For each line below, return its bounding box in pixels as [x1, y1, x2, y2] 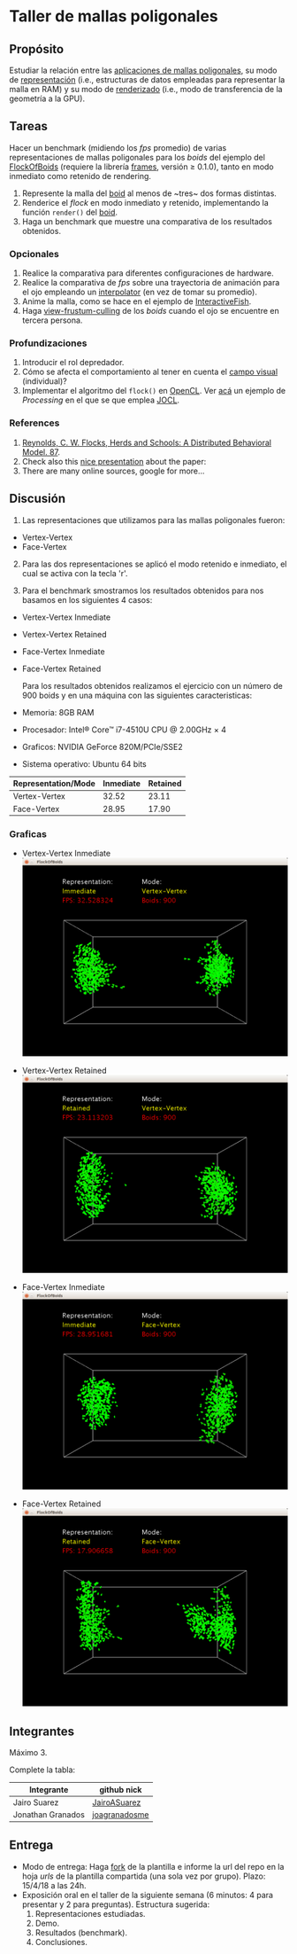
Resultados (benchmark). [34, 1927, 128, 1938]
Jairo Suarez [12, 1797, 59, 1808]
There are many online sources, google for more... [21, 465, 205, 476]
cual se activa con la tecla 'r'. [21, 567, 128, 578]
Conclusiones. [34, 1936, 88, 1947]
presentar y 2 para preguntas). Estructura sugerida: [21, 1899, 210, 1910]
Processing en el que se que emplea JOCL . [21, 395, 179, 405]
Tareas [9, 119, 49, 134]
